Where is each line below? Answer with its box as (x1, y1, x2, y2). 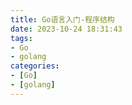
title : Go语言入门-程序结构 (10, 14, 115, 25)
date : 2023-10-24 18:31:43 (10, 24, 123, 34)
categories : (10, 61, 60, 71)
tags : (10, 33, 33, 43)
